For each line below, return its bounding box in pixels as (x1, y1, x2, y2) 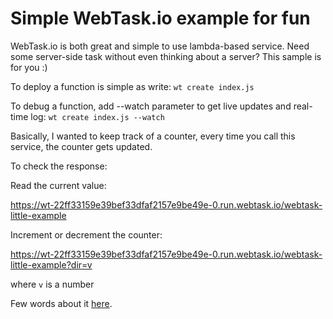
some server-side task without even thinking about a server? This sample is (10, 50, 322, 62)
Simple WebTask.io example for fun (10, 7, 311, 30)
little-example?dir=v (10, 258, 93, 271)
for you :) (10, 61, 48, 73)
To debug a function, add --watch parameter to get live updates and (10, 100, 292, 112)
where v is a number (10, 278, 95, 290)
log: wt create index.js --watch (30, 110, 165, 122)
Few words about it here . (10, 297, 113, 309)
